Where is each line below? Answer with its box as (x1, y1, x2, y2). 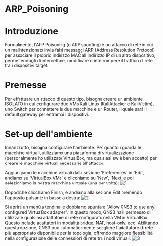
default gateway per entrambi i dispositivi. (5, 111, 89, 118)
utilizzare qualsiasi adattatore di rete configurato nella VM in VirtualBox (5, 215, 148, 220)
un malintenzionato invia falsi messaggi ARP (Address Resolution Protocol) (5, 47, 155, 53)
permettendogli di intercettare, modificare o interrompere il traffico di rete (5, 58, 153, 63)
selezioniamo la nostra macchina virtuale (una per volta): (5, 180, 119, 186)
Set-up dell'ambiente (5, 128, 93, 140)
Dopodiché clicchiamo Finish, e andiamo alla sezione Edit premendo (5, 189, 143, 195)
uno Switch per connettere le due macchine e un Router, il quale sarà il (5, 106, 147, 112)
